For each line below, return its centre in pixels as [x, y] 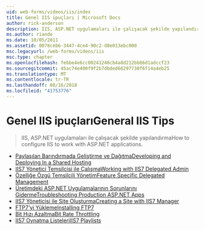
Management [32, 181]
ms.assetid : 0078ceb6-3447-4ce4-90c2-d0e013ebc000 [72, 46]
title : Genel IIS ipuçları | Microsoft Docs [63, 18]
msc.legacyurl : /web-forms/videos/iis [55, 52]
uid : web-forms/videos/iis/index [49, 12]
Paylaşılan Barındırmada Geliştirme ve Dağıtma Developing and [93, 156]
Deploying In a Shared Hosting [53, 162]
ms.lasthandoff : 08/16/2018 [42, 86]
